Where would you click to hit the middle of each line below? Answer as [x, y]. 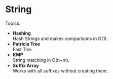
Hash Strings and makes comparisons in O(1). [60, 38]
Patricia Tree [26, 44]
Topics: [13, 23]
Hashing [22, 33]
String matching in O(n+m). [41, 60]
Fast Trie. [22, 49]
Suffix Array [26, 65]
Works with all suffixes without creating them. [60, 71]
